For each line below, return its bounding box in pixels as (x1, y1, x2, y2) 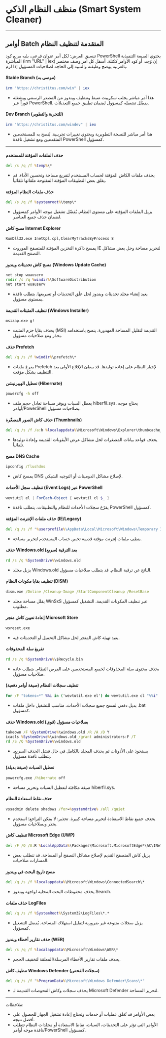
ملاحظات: (5, 1002, 24, 1008)
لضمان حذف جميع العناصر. (12, 214, 62, 220)
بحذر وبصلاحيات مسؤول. (12, 821, 58, 826)
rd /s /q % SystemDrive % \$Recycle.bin (5, 656, 83, 662)
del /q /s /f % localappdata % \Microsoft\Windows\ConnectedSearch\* (5, 880, 145, 885)
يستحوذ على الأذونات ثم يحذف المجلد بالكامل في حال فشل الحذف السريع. (12, 748, 148, 754)
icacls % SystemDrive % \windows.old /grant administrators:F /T (5, 734, 136, 739)
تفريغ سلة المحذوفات (5, 646, 44, 652)
